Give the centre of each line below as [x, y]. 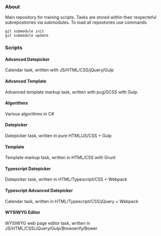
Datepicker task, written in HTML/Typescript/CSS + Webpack [66, 179]
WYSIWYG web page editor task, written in [48, 223]
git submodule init [25, 31]
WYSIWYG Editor [23, 212]
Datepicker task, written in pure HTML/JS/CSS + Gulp [59, 136]
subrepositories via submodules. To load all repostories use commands [76, 22]
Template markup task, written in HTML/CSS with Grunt [60, 157]
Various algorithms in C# [29, 114]
